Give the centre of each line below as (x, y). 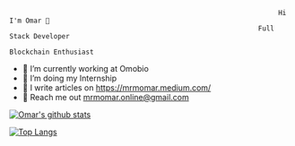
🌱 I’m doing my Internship (69, 78)
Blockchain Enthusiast (52, 52)
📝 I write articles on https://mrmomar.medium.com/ (117, 88)
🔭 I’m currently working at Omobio (86, 69)
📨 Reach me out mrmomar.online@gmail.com (106, 97)
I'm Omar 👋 (30, 21)
